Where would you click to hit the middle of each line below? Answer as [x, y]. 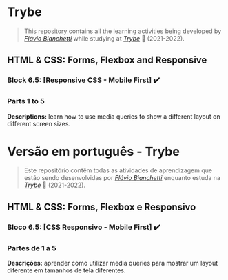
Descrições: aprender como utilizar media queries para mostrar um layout [113, 263]
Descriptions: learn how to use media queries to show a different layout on [114, 116]
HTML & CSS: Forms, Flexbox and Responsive [107, 60]
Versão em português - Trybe [94, 151]
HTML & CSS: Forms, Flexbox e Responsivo [102, 207]
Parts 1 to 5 [26, 101]
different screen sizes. [39, 123]
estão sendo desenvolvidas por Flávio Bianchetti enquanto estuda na [122, 178]
